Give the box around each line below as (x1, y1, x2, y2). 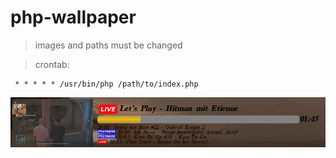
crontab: (34, 58, 70, 70)
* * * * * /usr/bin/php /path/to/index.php (14, 79, 199, 89)
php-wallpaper (10, 6, 137, 29)
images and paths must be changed (34, 39, 183, 51)
